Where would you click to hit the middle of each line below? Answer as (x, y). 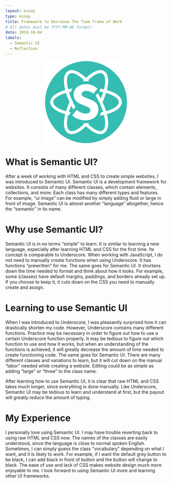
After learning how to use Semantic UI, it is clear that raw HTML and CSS (82, 381)
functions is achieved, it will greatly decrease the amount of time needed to (85, 349)
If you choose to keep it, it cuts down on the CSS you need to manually (80, 282)
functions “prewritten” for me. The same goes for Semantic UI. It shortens (83, 265)
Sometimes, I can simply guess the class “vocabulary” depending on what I (85, 449)
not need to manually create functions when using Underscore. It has (78, 260)
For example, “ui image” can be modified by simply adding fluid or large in (83, 198)
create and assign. (25, 287)
